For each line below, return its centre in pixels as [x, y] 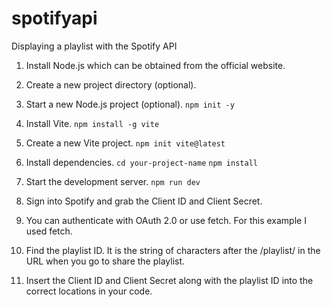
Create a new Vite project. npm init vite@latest [125, 143]
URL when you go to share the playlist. [105, 261]
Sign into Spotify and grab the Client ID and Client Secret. [144, 201]
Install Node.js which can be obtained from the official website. [155, 65]
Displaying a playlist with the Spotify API [94, 46]
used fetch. [49, 231]
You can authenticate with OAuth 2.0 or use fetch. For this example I [166, 220]
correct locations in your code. [89, 291]
